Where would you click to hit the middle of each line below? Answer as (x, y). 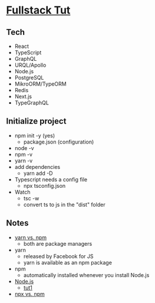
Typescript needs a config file (51, 179)
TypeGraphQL (32, 103)
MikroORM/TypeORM (40, 84)
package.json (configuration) (59, 142)
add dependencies (37, 167)
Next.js (23, 96)
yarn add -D (38, 173)
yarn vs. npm (31, 237)
